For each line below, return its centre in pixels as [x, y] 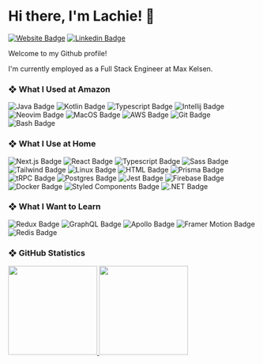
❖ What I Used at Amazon [59, 89]
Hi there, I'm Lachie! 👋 [82, 16]
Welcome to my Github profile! [58, 53]
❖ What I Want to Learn [54, 207]
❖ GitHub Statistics [47, 252]
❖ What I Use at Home [52, 144]
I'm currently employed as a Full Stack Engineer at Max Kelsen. [111, 68]
